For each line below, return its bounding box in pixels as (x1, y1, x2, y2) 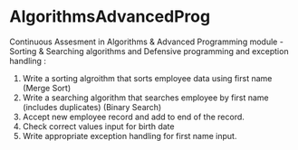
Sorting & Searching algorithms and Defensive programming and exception (9, 45, 289, 56)
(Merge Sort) (22, 82, 71, 93)
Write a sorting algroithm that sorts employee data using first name (22, 72, 273, 83)
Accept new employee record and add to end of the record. (22, 111, 245, 122)
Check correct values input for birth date (22, 120, 175, 132)
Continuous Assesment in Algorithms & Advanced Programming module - (9, 36, 284, 47)
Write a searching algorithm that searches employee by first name (22, 92, 269, 103)
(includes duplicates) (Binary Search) (22, 101, 162, 112)
